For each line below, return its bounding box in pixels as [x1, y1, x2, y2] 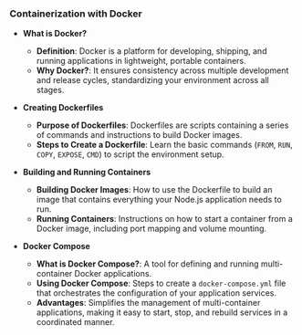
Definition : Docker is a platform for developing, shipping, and [36, 46, 267, 57]
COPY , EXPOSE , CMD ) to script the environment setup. [36, 149, 225, 160]
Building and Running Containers [22, 167, 151, 178]
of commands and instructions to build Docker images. [36, 130, 243, 141]
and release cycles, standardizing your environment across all [36, 75, 269, 86]
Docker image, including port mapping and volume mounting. [36, 223, 267, 235]
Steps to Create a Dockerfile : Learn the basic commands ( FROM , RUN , [36, 140, 294, 151]
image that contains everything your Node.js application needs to [36, 194, 283, 205]
